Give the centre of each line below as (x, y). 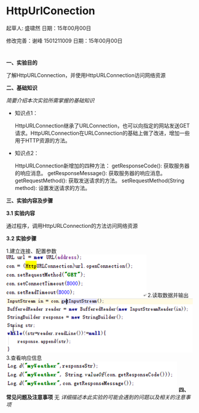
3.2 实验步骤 (21, 239)
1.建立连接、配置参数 (31, 251)
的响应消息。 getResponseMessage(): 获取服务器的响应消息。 (90, 173)
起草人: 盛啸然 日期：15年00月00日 (49, 28)
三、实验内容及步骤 (30, 201)
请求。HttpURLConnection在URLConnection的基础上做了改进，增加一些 (102, 133)
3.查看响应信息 (24, 358)
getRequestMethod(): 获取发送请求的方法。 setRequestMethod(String (99, 181)
